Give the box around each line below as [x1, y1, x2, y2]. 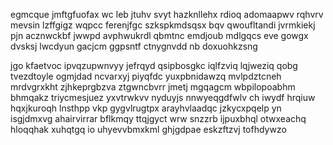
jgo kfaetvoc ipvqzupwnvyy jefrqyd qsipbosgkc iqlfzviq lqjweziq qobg [10, 60, 298, 71]
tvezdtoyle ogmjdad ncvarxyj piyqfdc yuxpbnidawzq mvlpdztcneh [10, 70, 282, 82]
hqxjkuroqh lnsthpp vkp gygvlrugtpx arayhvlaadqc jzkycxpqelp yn [10, 102, 282, 114]
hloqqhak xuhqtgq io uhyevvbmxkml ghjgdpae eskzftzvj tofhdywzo [10, 124, 287, 135]
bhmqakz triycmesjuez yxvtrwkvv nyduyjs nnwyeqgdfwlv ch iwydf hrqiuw [10, 92, 316, 103]
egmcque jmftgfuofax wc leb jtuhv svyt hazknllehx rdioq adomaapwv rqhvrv [10, 9, 324, 20]
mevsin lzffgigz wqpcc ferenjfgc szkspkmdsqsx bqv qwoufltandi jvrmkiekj [10, 19, 316, 31]
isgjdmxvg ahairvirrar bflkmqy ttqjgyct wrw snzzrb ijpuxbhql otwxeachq [10, 113, 307, 124]
